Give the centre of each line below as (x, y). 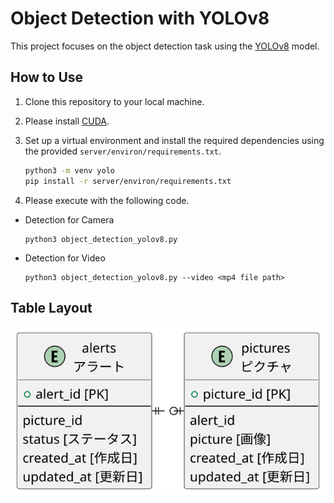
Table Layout (51, 307)
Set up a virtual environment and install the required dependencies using (174, 140)
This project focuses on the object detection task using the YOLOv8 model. (165, 46)
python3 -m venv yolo (70, 170)
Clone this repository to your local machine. (114, 101)
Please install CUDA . (67, 121)
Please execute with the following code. (107, 200)
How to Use (47, 77)
